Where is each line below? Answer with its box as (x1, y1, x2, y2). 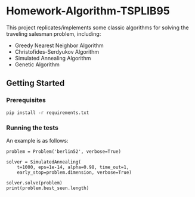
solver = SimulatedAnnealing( (6, 159, 82, 165)
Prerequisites (6, 96, 46, 104)
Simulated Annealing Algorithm (14, 54, 91, 61)
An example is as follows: (6, 137, 69, 144)
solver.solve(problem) (6, 180, 63, 186)
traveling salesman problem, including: (6, 30, 101, 37)
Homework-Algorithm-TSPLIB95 (6, 4, 170, 18)
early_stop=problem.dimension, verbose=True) (17, 169, 132, 176)
